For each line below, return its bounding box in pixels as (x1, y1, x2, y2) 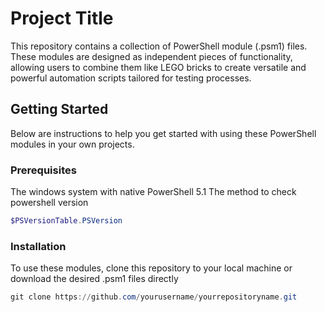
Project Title (10, 7, 114, 30)
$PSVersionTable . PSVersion (10, 216, 123, 226)
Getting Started (10, 101, 109, 118)
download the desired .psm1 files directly (10, 273, 179, 285)
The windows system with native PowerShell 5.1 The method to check (10, 186, 297, 198)
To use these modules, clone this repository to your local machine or (10, 262, 293, 274)
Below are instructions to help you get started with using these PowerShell (10, 127, 317, 139)
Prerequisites (10, 163, 77, 177)
